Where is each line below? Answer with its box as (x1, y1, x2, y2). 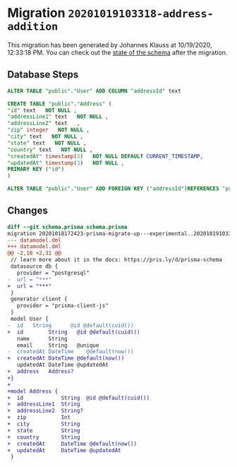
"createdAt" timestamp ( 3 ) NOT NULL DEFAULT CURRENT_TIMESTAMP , (7, 153, 203, 160)
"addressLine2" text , (7, 120, 80, 127)
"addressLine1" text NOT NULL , (7, 113, 109, 121)
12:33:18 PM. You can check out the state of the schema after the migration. (7, 48, 228, 57)
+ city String (7, 420, 80, 428)
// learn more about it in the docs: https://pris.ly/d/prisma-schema (10, 256, 222, 264)
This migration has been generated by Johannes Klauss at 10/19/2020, (7, 40, 213, 49)
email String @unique (16, 341, 99, 349)
